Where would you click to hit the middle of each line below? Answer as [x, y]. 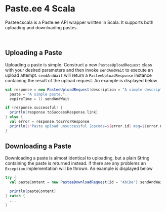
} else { [14, 117]
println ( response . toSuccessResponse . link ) [54, 112]
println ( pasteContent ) [33, 191]
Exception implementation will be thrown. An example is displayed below [79, 168]
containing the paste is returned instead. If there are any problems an [76, 163]
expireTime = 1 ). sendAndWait [40, 99]
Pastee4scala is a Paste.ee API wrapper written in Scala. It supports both [79, 22]
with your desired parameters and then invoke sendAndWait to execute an [79, 70]
